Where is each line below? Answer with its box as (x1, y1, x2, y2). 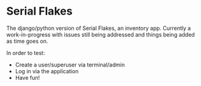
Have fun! (15, 74, 40, 81)
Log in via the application (15, 67, 79, 74)
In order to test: (6, 49, 45, 56)
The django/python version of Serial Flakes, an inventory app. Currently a (6, 24, 191, 32)
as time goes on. (6, 37, 48, 45)
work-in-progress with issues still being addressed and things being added (6, 30, 196, 38)
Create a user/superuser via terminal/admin (15, 61, 125, 68)
